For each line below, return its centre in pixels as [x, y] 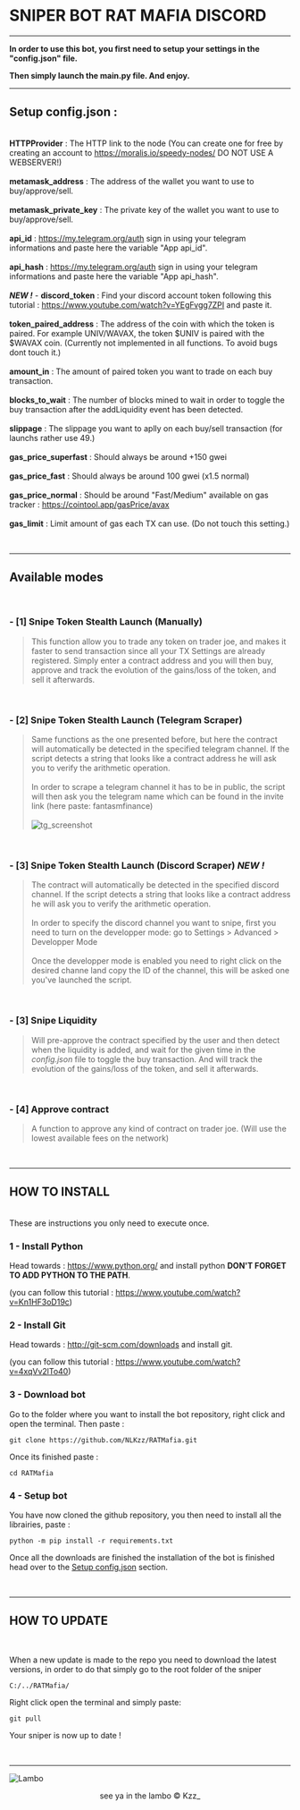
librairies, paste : [40, 1525]
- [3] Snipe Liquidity [54, 1021]
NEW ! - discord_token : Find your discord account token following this [141, 295]
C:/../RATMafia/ [39, 1686]
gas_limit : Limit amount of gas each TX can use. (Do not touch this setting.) [150, 523]
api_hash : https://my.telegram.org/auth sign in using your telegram [133, 267]
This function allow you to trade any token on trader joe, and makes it [158, 642]
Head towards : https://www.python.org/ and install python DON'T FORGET [148, 1266]
